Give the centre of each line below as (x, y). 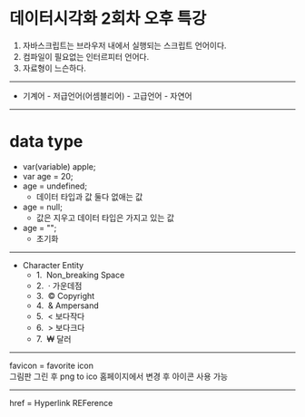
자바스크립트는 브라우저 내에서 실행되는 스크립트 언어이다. (124, 45)
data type (46, 142)
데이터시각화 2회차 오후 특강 (108, 19)
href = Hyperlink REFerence (61, 402)
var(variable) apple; (59, 166)
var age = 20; (48, 176)
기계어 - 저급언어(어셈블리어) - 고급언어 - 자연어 (107, 95)
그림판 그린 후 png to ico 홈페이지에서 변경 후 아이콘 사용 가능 (119, 376)
